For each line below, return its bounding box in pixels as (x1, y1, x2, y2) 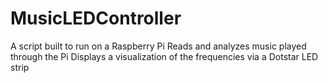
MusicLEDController (10, 7, 182, 30)
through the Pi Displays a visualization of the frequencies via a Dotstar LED (10, 50, 319, 62)
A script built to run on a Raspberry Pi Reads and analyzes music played (10, 40, 307, 52)
